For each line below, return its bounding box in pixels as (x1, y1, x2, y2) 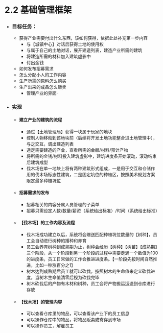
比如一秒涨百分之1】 (35, 262, 76, 268)
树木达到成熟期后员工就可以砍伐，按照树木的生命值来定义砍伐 (26, 268, 151, 274)
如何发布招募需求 (19, 66, 54, 71)
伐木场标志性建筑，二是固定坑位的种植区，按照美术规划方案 (35, 171, 155, 177)
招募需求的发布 (19, 190, 49, 196)
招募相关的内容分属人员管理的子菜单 (26, 201, 100, 207)
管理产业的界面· (26, 90, 58, 96)
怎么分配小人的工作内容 (19, 72, 67, 78)
